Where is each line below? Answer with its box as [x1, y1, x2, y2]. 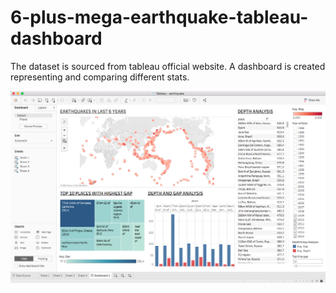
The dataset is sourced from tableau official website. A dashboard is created [10, 60, 326, 72]
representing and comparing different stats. [10, 71, 190, 83]
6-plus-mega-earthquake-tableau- [10, 6, 309, 29]
